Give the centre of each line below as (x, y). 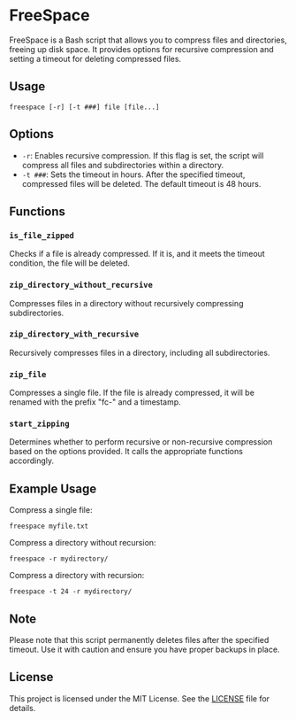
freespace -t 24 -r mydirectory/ (71, 592)
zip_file (28, 374)
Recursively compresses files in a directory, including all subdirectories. (140, 352)
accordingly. (32, 461)
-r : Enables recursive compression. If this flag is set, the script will (143, 155)
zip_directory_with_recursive (74, 334)
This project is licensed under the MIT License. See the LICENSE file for (140, 698)
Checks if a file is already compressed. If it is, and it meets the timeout (137, 254)
